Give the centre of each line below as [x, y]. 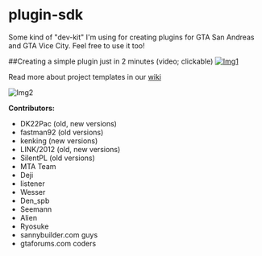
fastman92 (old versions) [62, 132]
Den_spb [35, 200]
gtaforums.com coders [58, 243]
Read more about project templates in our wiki [85, 76]
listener [33, 184]
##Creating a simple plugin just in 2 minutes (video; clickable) [111, 61]
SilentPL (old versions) [57, 158]
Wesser [33, 192]
